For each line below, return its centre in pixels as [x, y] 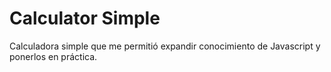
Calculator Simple [85, 18]
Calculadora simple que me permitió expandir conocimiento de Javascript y [165, 46]
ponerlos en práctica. [53, 56]
